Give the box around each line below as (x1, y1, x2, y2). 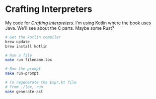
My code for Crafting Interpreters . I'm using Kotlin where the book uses (5, 20, 152, 26)
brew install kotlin (5, 44, 48, 49)
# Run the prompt (5, 66, 41, 71)
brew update (5, 39, 30, 44)
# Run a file (5, 53, 32, 58)
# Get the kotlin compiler (5, 35, 61, 40)
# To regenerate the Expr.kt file (5, 80, 77, 85)
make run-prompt (5, 71, 39, 76)
